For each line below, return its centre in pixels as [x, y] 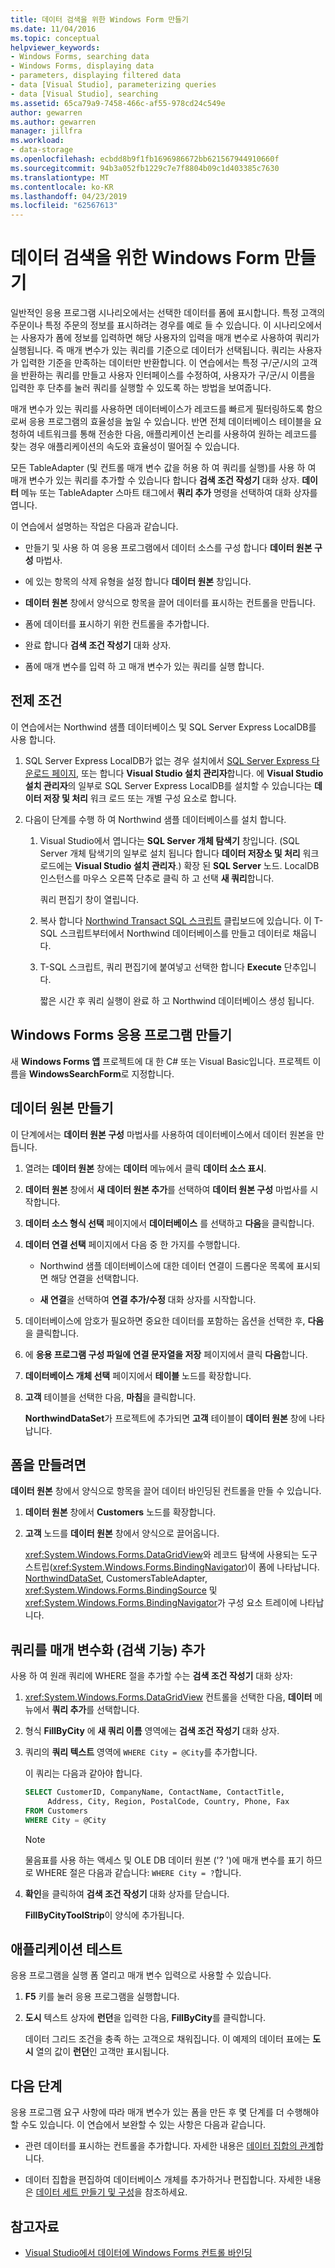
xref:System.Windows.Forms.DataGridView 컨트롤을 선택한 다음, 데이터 [168, 1697]
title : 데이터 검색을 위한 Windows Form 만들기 [100, 19]
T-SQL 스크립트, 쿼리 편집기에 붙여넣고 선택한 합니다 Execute [160, 967]
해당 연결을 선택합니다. [95, 1278]
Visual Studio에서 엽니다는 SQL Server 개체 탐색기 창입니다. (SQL [169, 840]
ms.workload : [37, 141]
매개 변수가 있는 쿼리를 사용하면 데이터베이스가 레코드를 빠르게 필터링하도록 [157, 409]
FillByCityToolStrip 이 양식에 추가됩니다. [104, 1915]
